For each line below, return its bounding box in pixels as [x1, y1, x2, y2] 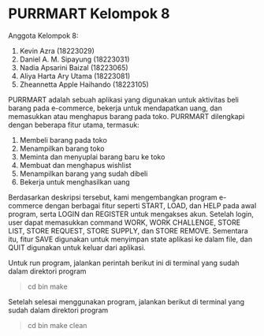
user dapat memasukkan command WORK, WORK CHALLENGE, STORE [8, 218, 241, 227]
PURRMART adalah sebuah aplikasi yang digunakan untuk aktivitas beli [8, 95, 239, 104]
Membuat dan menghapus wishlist [19, 160, 132, 170]
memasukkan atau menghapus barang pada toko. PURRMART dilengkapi [8, 111, 245, 121]
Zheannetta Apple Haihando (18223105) [19, 80, 150, 89]
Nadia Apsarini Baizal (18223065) [19, 62, 128, 72]
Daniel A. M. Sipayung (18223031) [19, 54, 130, 64]
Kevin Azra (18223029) [19, 46, 95, 55]
